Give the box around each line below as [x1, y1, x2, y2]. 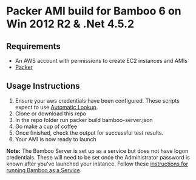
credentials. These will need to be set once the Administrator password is [6, 153, 190, 161]
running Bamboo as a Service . [6, 166, 82, 173]
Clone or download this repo [15, 110, 87, 117]
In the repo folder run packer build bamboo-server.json [15, 116, 153, 123]
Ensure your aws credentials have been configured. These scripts [15, 97, 180, 104]
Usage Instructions [6, 81, 80, 91]
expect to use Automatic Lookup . [15, 103, 98, 111]
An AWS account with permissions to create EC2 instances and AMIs [15, 57, 188, 64]
